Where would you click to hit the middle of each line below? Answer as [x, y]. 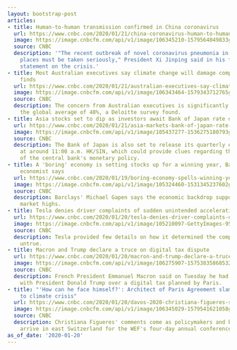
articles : [22, 20]
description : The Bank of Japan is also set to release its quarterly [120, 145]
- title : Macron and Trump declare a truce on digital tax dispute [109, 250]
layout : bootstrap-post [42, 14]
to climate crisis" [49, 296]
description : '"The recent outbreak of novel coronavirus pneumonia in [121, 54]
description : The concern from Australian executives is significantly [121, 106]
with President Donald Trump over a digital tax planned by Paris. [121, 283]
